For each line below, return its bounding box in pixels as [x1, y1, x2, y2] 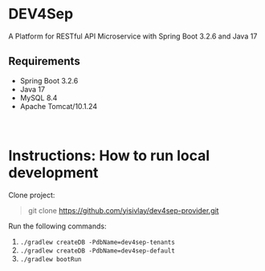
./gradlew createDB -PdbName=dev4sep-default [19, 246, 175, 255]
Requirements [8, 55, 80, 68]
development [8, 164, 99, 181]
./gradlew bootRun [19, 255, 82, 263]
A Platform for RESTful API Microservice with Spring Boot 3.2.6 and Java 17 [8, 31, 258, 41]
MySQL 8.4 [19, 93, 58, 103]
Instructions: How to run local [8, 146, 210, 164]
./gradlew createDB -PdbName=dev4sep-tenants [19, 238, 175, 246]
